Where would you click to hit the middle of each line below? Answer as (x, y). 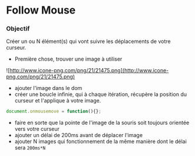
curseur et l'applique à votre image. (58, 101)
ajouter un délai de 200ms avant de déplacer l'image (79, 135)
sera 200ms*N (30, 148)
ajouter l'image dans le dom (48, 88)
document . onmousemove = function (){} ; (54, 112)
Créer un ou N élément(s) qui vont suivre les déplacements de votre (88, 41)
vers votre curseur (37, 129)
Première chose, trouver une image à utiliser (68, 59)
